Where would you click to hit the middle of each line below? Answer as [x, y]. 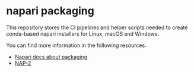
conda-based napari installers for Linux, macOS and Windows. [82, 33]
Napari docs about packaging [51, 57]
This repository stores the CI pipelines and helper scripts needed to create [97, 27]
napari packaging [50, 11]
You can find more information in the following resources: [76, 45]
